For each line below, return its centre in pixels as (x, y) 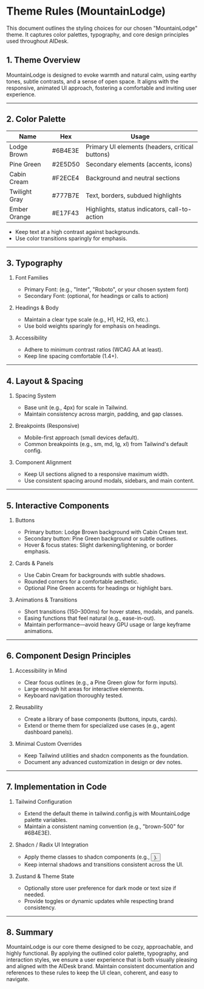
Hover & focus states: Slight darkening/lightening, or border (99, 545)
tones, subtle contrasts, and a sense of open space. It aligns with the (93, 81)
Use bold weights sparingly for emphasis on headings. (92, 326)
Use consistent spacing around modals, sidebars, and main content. (109, 481)
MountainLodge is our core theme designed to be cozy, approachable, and (100, 947)
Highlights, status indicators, (126, 209)
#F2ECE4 (66, 178)
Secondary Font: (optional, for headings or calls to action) (96, 296)
